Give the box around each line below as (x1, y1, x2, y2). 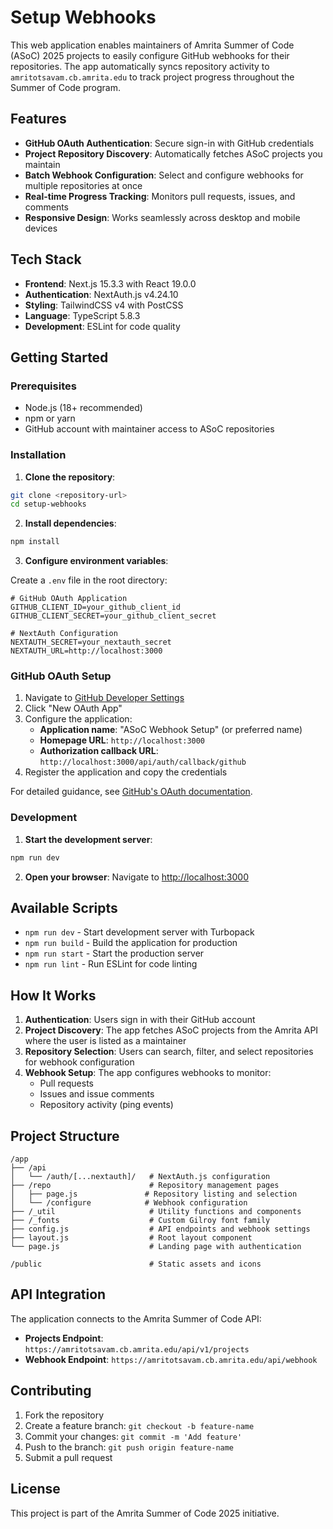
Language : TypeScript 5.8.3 (24, 309, 141, 321)
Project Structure (10, 1127, 120, 1145)
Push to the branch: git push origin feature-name (24, 1441, 235, 1453)
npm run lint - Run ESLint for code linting (24, 958, 198, 970)
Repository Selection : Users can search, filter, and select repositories (24, 1046, 314, 1058)
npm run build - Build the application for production (24, 937, 238, 949)
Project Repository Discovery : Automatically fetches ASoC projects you (24, 147, 323, 160)
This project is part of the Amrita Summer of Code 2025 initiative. (10, 1507, 280, 1519)
